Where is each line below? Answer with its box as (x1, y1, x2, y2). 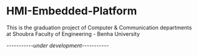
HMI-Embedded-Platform (6, 4, 137, 18)
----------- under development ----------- (6, 42, 109, 49)
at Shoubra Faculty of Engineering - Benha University (6, 30, 140, 37)
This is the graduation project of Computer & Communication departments (6, 24, 193, 31)
